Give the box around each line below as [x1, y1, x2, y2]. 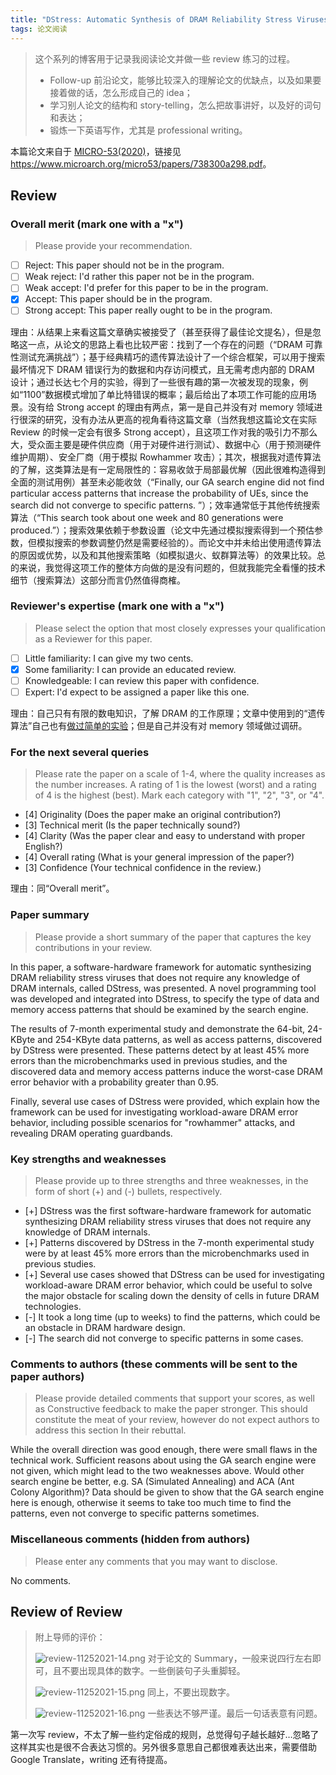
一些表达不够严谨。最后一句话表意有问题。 [147, 1707, 323, 1720]
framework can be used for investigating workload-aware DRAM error [10, 1106, 299, 1118]
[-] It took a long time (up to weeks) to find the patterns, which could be [24, 1311, 321, 1323]
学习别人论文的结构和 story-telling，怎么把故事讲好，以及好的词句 [49, 99, 322, 111]
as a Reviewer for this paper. [34, 632, 153, 645]
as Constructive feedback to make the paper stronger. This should [34, 1403, 308, 1415]
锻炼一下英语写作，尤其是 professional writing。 [49, 124, 248, 136]
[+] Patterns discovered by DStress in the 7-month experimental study [24, 1236, 315, 1248]
